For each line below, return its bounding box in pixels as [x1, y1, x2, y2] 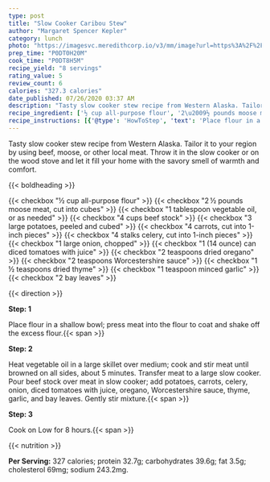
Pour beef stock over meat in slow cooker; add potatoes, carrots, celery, [8, 376, 248, 386]
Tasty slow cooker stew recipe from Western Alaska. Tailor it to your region [8, 139, 257, 148]
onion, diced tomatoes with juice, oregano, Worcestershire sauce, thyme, [8, 384, 251, 395]
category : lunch [8, 34, 63, 43]
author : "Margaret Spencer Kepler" [8, 27, 128, 35]
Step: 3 [8, 409, 34, 419]
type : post [8, 11, 45, 20]
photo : [8, 42, 31, 50]
